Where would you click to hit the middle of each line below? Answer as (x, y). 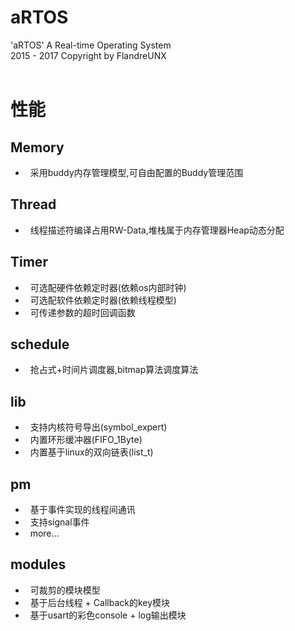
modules (38, 564)
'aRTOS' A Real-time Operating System (91, 45)
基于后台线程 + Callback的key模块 (100, 602)
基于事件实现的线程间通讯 (82, 509)
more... (44, 533)
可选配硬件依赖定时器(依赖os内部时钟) (108, 287)
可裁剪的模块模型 (65, 590)
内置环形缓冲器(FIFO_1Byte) (86, 440)
